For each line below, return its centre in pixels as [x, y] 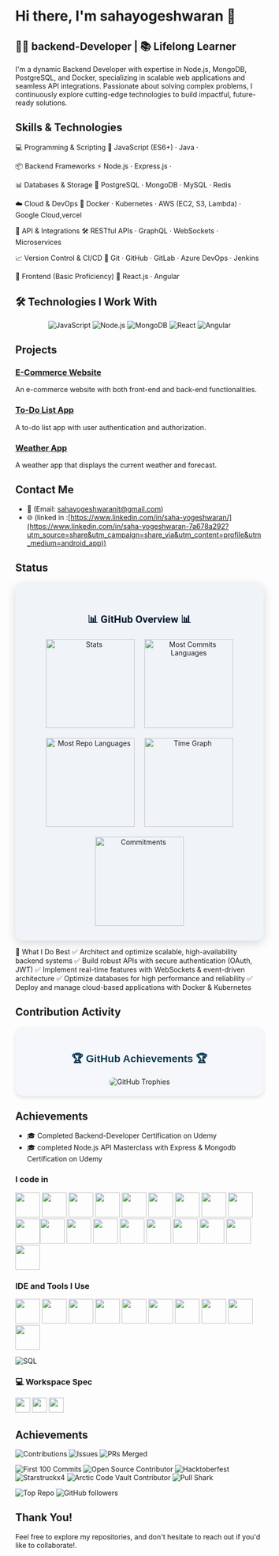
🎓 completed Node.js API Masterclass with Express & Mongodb [131, 1148]
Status [32, 568]
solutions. [52, 103]
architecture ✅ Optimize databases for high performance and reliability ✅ [134, 978]
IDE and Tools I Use [52, 1286]
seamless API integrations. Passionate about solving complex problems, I [134, 86]
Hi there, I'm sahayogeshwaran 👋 [126, 16]
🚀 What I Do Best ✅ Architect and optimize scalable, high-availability [126, 951]
